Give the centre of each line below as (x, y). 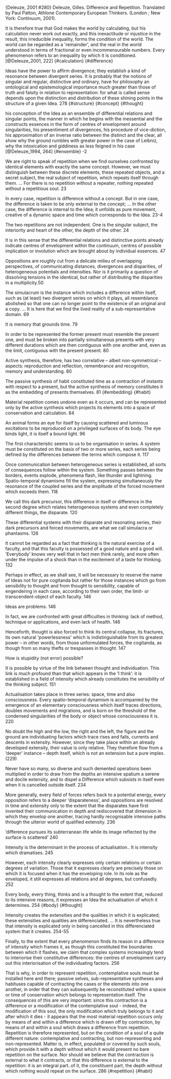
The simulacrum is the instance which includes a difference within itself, (81, 292)
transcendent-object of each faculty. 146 (48, 597)
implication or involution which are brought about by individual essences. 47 (86, 251)
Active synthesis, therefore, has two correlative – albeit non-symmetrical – (83, 360)
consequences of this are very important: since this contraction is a (76, 1000)
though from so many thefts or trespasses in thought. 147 (66, 648)
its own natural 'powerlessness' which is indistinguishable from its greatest (84, 637)
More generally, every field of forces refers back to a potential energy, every (86, 795)
